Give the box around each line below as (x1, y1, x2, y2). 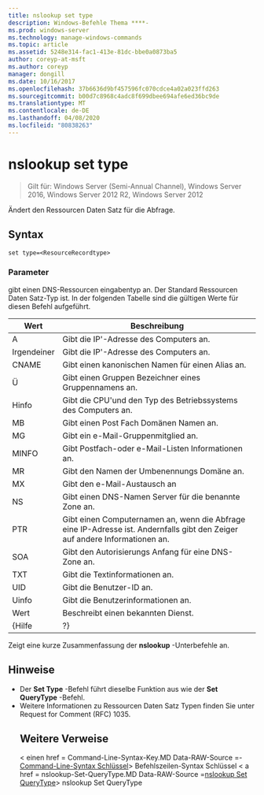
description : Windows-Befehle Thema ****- (8, 19, 149, 27)
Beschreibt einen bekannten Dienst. (62, 607, 194, 619)
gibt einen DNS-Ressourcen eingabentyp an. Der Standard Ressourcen (8, 284, 238, 294)
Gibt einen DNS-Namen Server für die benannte (62, 491, 240, 502)
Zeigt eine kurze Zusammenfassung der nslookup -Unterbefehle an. (8, 640, 230, 650)
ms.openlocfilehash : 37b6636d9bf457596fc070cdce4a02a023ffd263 (8, 84, 220, 93)
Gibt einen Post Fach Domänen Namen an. (62, 417, 218, 428)
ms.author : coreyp (8, 63, 68, 71)
